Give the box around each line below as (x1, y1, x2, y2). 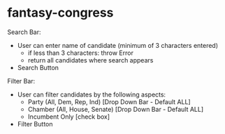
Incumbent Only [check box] (27, 112, 110, 121)
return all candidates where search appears (27, 56, 154, 64)
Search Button (17, 63, 59, 72)
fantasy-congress (7, 5, 114, 21)
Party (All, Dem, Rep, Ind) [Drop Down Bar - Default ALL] (27, 97, 191, 106)
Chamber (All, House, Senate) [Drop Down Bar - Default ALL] (27, 105, 204, 113)
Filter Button (17, 119, 53, 128)
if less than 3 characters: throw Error (27, 49, 134, 57)
